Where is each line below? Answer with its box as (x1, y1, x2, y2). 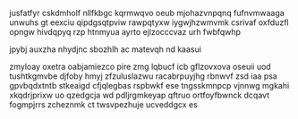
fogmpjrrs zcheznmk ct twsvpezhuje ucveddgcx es (9, 99, 199, 110)
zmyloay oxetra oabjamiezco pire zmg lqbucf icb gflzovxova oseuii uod (9, 62, 271, 72)
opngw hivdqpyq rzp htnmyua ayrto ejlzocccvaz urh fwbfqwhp (9, 27, 242, 37)
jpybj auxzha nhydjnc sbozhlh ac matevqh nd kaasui (9, 44, 201, 55)
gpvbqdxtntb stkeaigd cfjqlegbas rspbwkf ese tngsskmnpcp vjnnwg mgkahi (9, 81, 290, 90)
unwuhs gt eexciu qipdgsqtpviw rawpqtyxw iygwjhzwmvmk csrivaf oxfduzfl (9, 17, 289, 28)
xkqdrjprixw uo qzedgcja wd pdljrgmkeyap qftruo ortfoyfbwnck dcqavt (9, 89, 270, 100)
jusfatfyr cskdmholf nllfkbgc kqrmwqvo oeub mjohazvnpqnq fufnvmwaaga (9, 8, 285, 18)
